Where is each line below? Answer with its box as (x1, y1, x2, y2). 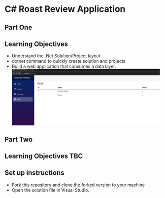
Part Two (4, 135, 33, 144)
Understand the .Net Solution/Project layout (11, 53, 100, 59)
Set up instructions (4, 169, 65, 177)
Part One (4, 23, 33, 32)
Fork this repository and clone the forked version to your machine (11, 182, 145, 188)
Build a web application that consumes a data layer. (11, 63, 116, 70)
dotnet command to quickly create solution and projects (11, 58, 126, 64)
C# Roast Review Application (4, 3, 126, 15)
